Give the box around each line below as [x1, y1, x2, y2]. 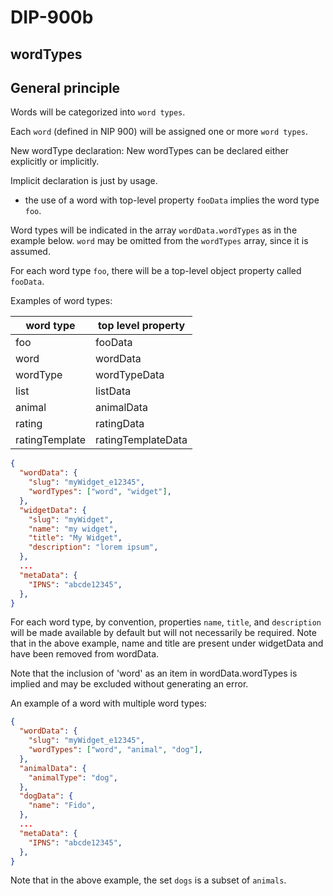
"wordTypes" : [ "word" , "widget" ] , [28, 487, 172, 497]
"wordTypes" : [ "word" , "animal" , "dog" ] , [28, 745, 203, 755]
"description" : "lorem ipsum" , [28, 542, 159, 553]
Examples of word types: [10, 295, 113, 307]
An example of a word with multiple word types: [10, 697, 207, 710]
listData [95, 384, 132, 398]
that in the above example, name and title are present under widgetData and [10, 637, 324, 650]
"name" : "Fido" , [28, 801, 97, 811]
